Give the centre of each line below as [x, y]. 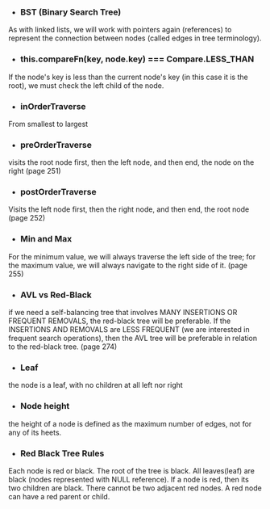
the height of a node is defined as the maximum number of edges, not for [130, 423]
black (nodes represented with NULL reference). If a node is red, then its [129, 479]
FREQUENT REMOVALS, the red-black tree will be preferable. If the [120, 321]
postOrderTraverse [58, 192]
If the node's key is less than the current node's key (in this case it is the [128, 77]
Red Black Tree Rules [62, 453]
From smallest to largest [48, 124]
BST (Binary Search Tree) [71, 12]
